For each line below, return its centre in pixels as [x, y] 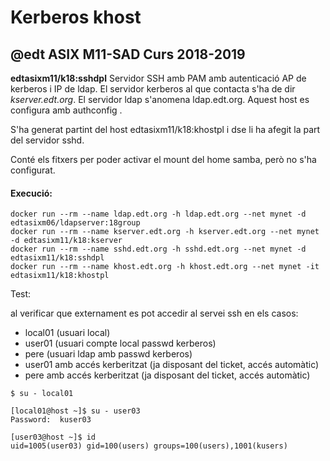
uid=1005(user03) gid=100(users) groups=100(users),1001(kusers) [149, 446]
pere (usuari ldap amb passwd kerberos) [108, 354]
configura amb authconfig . [66, 110]
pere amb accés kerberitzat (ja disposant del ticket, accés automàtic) [167, 375]
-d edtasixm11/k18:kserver [66, 241]
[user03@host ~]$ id [53, 437]
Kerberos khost [76, 17]
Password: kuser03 [51, 420]
